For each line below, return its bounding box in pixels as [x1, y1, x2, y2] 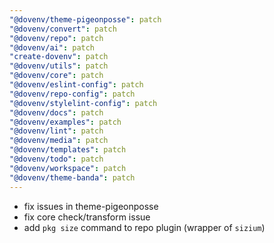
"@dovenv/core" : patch [9, 71, 104, 81]
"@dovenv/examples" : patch [9, 117, 122, 127]
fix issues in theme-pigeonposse [23, 200, 159, 212]
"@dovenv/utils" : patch [9, 61, 109, 71]
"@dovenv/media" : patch [9, 136, 109, 146]
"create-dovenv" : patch [9, 52, 109, 62]
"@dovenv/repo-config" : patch [9, 89, 136, 99]
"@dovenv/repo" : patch [9, 33, 104, 43]
